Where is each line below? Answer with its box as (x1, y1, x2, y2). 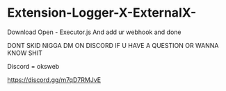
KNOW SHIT (7, 49, 43, 57)
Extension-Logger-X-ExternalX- (7, 5, 197, 21)
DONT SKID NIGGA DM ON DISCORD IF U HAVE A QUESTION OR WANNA (7, 41, 219, 49)
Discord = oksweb (7, 62, 60, 70)
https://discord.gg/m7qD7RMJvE (7, 75, 102, 84)
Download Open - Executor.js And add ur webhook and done (7, 28, 181, 36)
